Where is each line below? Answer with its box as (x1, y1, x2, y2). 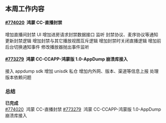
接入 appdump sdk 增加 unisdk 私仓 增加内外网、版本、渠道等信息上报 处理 (5, 68, 159, 74)
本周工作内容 (5, 4, 45, 13)
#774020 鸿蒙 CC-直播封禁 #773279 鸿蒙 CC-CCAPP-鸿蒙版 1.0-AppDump (5, 106, 162, 113)
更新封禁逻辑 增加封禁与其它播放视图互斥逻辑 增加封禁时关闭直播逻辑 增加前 (5, 38, 162, 44)
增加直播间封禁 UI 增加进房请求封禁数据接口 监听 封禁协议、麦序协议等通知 (5, 31, 158, 37)
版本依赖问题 (5, 74, 31, 80)
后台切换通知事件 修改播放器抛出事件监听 (5, 44, 89, 50)
